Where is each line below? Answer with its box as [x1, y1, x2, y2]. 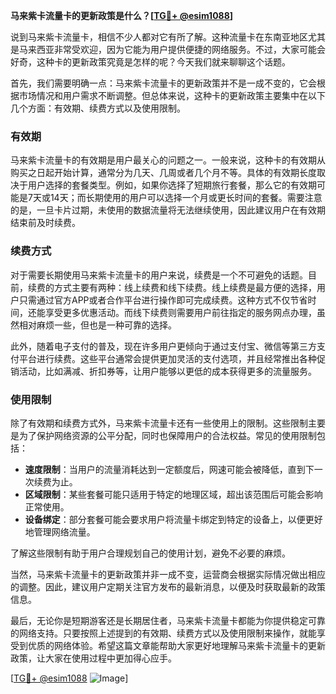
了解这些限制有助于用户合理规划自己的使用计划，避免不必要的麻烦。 [10, 547, 291, 559]
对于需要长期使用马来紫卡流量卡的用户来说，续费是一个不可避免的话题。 [10, 269, 308, 281]
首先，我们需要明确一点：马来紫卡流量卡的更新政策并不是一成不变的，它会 [10, 77, 317, 89]
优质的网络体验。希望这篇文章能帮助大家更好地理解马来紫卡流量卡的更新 [27, 639, 326, 651]
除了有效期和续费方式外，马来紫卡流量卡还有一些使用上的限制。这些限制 [10, 417, 308, 429]
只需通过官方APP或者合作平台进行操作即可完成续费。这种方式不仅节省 [18, 294, 308, 306]
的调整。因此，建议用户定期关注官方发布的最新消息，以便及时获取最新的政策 [10, 580, 326, 593]
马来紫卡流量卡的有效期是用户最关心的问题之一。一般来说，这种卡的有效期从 [10, 154, 326, 166]
